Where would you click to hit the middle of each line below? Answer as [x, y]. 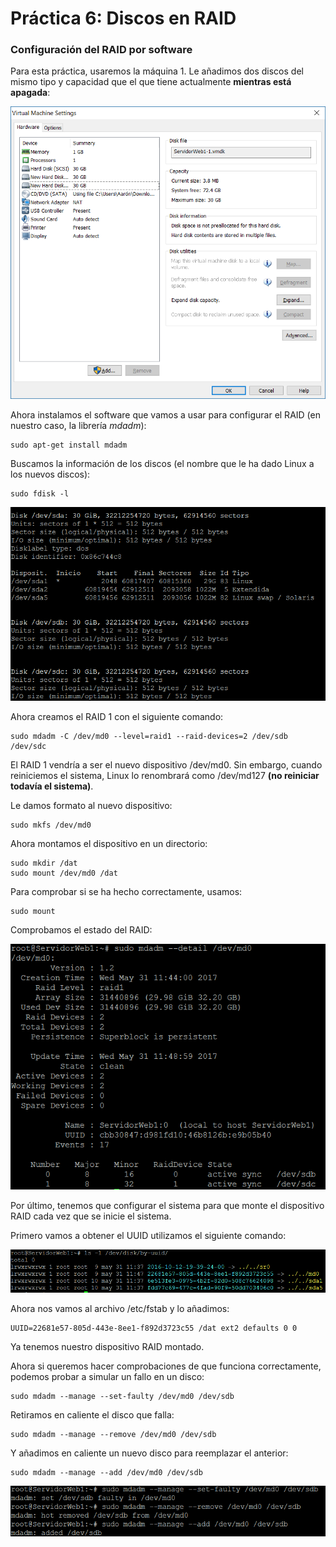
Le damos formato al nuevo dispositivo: [91, 805]
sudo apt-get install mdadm [69, 445]
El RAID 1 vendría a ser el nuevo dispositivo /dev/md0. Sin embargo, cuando [166, 764]
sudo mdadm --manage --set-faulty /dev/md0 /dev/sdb [122, 1397]
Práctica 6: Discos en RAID [123, 18]
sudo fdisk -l [40, 493]
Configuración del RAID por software [101, 50]
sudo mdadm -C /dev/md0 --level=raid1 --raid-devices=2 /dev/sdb [149, 736]
